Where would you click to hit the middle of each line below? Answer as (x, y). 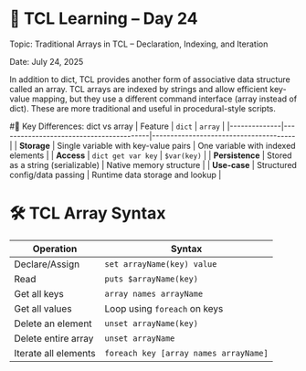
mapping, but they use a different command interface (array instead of (164, 99)
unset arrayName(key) (152, 323)
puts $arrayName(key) (152, 279)
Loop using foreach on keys (164, 308)
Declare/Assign (47, 264)
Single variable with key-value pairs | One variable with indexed (176, 145)
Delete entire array (54, 338)
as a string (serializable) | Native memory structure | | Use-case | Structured (153, 164)
